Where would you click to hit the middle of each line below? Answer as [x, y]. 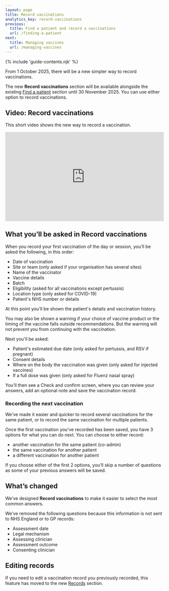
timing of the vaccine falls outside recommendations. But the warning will [81, 324]
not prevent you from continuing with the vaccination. [61, 329]
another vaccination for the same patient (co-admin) [67, 445]
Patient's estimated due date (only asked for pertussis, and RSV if [80, 349]
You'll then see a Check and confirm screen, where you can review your [80, 385]
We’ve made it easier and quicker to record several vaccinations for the [79, 414]
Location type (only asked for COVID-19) [55, 293]
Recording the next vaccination [44, 403]
